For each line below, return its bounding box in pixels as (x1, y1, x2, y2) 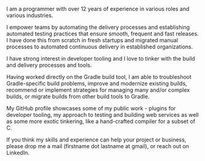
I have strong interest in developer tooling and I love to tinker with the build (6, 55, 195, 62)
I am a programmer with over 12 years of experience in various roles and (6, 6, 190, 12)
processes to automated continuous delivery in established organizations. (6, 43, 193, 50)
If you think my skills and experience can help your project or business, (6, 136, 187, 143)
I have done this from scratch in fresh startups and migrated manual (6, 37, 179, 43)
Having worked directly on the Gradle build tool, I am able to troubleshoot (6, 73, 192, 80)
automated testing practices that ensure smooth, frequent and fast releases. (6, 30, 199, 37)
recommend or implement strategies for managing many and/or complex (6, 86, 190, 94)
